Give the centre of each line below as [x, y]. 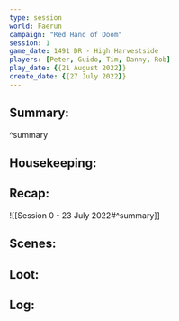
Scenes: [33, 244]
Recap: [30, 193]
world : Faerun [36, 26]
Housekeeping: [53, 163]
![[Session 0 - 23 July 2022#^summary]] [85, 215]
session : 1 [30, 43]
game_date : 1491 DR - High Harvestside [84, 51]
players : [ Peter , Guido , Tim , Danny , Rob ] [90, 60]
